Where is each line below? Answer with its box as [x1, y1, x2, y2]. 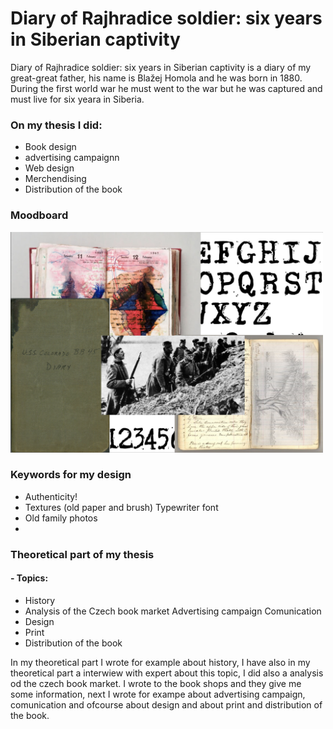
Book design [24, 141, 77, 153]
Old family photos [24, 512, 98, 524]
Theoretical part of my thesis [10, 547, 155, 561]
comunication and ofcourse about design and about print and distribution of [10, 698, 323, 711]
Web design [24, 162, 75, 174]
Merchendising [24, 173, 87, 185]
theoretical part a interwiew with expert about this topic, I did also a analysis [10, 667, 324, 679]
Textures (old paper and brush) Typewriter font [24, 501, 219, 513]
